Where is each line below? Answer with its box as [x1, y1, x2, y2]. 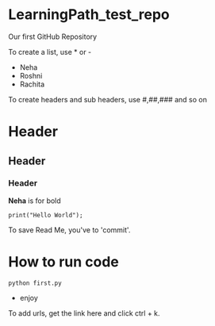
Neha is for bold [8, 196, 61, 205]
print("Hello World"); [8, 211, 83, 219]
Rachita [19, 79, 45, 89]
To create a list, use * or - [8, 47, 92, 56]
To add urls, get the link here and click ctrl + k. [8, 308, 160, 318]
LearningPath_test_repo [8, 6, 171, 24]
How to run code [8, 253, 119, 270]
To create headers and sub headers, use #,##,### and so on [8, 94, 208, 104]
